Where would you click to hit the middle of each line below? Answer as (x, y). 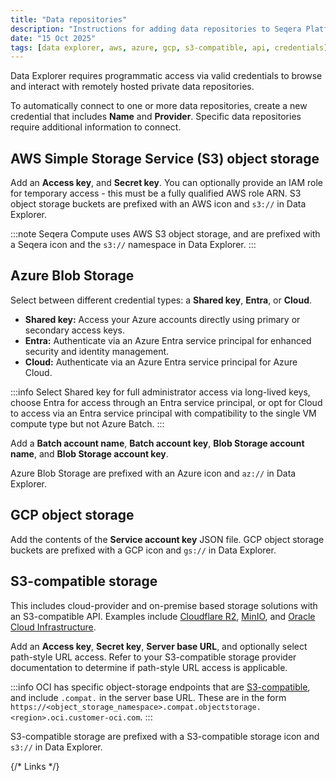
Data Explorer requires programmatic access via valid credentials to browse (166, 76)
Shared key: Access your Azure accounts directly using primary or (162, 319)
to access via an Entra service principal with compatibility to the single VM (163, 413)
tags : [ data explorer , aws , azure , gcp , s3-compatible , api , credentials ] (169, 47)
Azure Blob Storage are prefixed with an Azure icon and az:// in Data (153, 473)
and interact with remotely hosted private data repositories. (132, 87)
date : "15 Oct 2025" (53, 38)
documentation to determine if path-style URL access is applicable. (149, 667)
